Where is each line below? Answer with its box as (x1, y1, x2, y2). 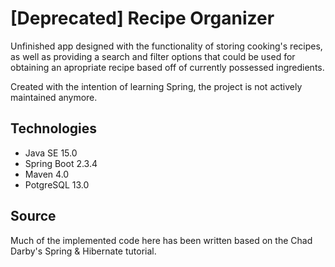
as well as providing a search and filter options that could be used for (10, 50, 296, 62)
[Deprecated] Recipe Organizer (10, 7, 275, 30)
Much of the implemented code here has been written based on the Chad (10, 234, 313, 246)
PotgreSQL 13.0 (24, 178, 90, 191)
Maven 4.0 (24, 168, 70, 180)
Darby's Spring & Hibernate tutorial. (10, 245, 157, 257)
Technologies (10, 120, 98, 137)
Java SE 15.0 (24, 147, 78, 159)
